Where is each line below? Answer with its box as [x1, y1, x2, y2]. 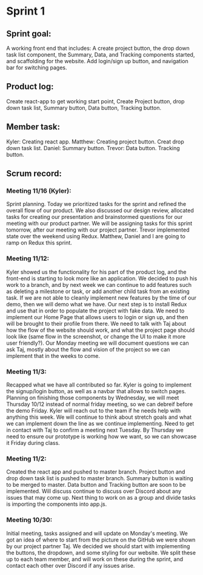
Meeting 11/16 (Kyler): [6, 187, 72, 195]
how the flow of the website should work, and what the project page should [6, 326, 195, 334]
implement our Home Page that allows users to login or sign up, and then [6, 313, 188, 320]
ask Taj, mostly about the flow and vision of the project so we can [6, 345, 170, 353]
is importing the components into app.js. [6, 500, 107, 508]
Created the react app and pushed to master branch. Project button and [6, 468, 185, 475]
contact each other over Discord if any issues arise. [6, 562, 135, 569]
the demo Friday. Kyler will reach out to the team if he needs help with [6, 407, 181, 414]
